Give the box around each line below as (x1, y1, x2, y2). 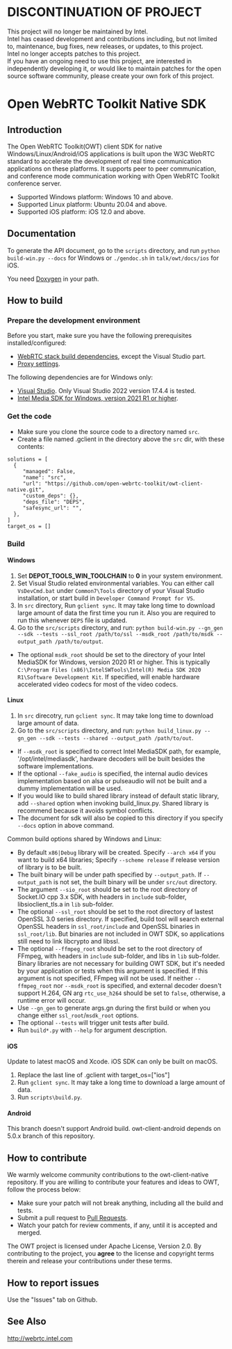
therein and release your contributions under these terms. (7, 1257, 172, 1265)
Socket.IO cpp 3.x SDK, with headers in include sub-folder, (17, 893, 187, 901)
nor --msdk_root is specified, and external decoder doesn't (53, 982, 222, 990)
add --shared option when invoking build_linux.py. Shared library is (17, 799, 209, 808)
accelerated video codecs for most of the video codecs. (17, 680, 179, 688)
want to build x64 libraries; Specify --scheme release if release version (17, 856, 220, 864)
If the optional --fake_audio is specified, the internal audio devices (17, 769, 208, 778)
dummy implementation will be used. (17, 785, 123, 793)
